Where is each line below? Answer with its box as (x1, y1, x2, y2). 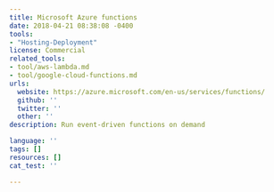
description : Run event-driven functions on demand (9, 121, 205, 130)
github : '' (17, 95, 58, 105)
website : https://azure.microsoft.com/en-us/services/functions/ (17, 87, 266, 96)
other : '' (17, 112, 54, 121)
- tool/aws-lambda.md (9, 63, 90, 72)
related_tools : (9, 54, 66, 63)
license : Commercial (9, 46, 87, 55)
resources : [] (9, 153, 62, 162)
